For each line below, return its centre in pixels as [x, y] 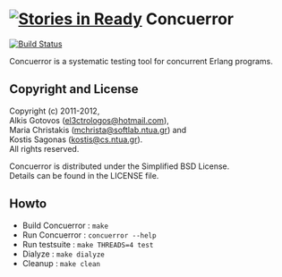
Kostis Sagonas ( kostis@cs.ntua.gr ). [76, 139]
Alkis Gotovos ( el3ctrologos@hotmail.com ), [90, 120]
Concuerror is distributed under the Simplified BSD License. [120, 166]
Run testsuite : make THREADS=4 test [88, 244]
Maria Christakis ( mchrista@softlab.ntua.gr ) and [98, 130]
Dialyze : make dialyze [63, 254]
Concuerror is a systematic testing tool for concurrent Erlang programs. [141, 61]
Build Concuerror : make [65, 225]
